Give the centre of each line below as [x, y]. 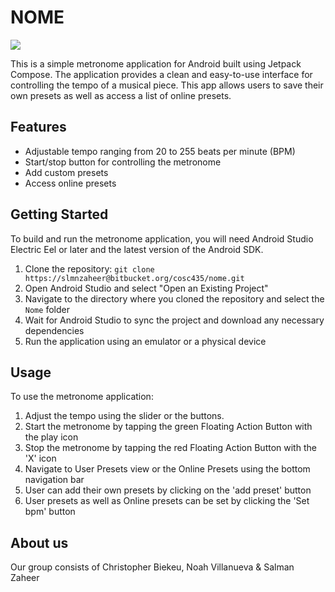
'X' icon [40, 458]
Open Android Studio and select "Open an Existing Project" [146, 288]
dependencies [54, 330]
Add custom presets [66, 172]
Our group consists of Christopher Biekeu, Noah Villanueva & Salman [152, 567]
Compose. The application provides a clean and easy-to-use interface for [161, 74]
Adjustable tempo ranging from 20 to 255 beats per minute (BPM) [160, 151]
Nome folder [47, 309]
